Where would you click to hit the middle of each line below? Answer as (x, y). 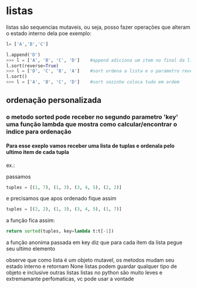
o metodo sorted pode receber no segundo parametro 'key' (92, 117)
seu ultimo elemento (31, 249)
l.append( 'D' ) (23, 55)
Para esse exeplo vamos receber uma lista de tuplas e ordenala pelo (90, 146)
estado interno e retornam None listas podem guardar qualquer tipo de (91, 266)
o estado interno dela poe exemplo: (49, 33)
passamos (18, 176)
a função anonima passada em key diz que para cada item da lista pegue (94, 243)
